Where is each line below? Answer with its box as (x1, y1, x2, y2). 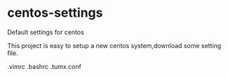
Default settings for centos (7, 28, 84, 36)
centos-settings (7, 5, 103, 21)
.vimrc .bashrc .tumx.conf (7, 62, 82, 70)
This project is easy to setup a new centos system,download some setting (7, 41, 222, 50)
